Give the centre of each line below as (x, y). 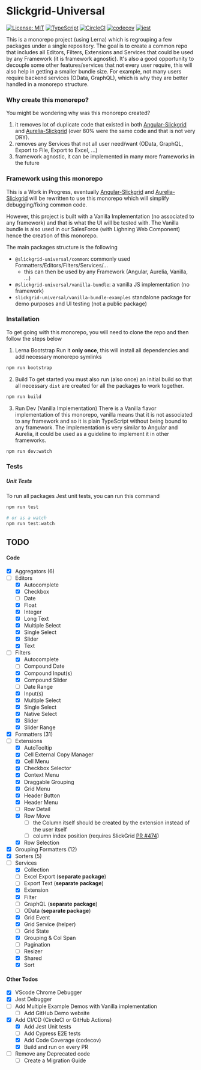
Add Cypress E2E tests (52, 1033)
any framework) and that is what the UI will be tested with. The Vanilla (92, 222)
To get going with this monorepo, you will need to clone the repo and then (97, 332)
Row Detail (37, 809)
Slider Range (40, 727)
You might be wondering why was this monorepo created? (78, 113)
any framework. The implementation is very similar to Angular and (96, 427)
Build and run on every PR (56, 1047)
